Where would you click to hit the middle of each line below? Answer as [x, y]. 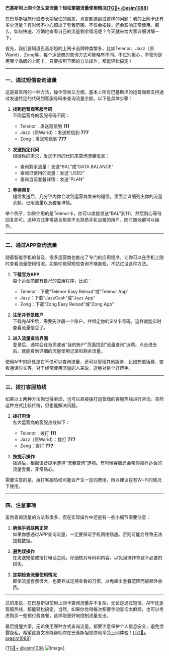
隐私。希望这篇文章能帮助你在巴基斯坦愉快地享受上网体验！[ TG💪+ [78, 633]
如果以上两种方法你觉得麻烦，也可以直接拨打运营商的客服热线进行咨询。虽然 [84, 399]
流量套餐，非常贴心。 [34, 469]
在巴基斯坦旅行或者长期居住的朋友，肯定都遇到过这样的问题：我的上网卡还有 [84, 19]
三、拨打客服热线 [26, 387]
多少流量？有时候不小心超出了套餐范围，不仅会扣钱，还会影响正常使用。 [80, 25]
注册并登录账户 [28, 315]
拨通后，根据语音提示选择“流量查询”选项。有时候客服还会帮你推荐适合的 [87, 463]
